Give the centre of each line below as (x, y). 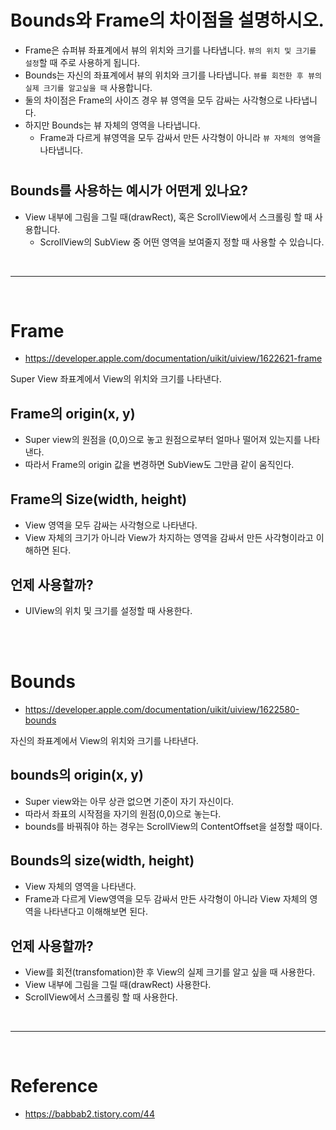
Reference (54, 1086)
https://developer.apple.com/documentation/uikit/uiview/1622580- (162, 709)
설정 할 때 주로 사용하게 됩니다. (82, 62)
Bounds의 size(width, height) (102, 861)
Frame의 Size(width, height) (99, 499)
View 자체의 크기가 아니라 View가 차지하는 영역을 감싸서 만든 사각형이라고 (169, 538)
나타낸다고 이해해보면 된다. (95, 912)
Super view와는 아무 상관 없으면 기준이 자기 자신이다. (129, 801)
